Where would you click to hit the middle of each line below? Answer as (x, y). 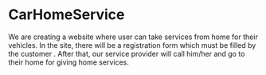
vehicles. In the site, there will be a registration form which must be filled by (132, 45)
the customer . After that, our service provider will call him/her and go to (127, 53)
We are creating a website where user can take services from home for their (133, 37)
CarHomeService (66, 15)
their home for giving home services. (68, 62)
